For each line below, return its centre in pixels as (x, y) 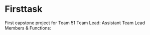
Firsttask (24, 9)
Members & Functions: (28, 28)
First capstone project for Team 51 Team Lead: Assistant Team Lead (75, 23)
